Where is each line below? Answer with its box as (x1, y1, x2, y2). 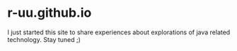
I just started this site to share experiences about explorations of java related (7, 28, 231, 36)
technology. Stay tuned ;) (7, 35, 81, 43)
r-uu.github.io (7, 5, 92, 21)
